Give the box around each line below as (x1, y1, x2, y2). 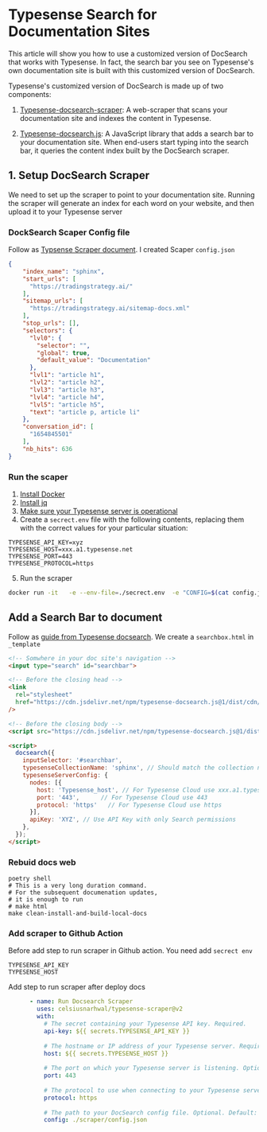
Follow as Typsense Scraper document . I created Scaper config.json (8, 245, 235, 255)
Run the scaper (8, 471, 68, 482)
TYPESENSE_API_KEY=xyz (8, 539, 83, 547)
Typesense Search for (8, 6, 157, 24)
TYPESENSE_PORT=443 (8, 552, 73, 560)
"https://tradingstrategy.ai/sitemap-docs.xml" (29, 305, 191, 313)
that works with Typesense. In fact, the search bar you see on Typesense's (8, 57, 254, 67)
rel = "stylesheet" (15, 690, 73, 699)
